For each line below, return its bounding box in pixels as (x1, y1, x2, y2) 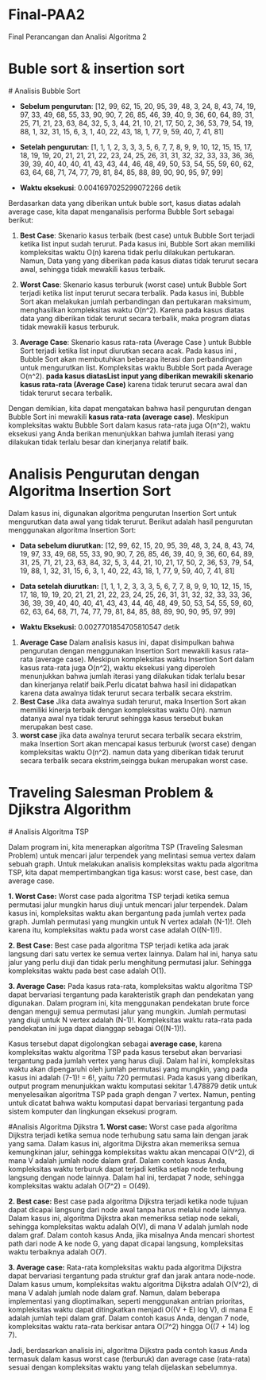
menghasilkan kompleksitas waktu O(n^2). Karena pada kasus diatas (19, 304, 245, 315)
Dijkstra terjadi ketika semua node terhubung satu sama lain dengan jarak (8, 1130, 249, 1140)
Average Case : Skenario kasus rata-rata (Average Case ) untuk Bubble (19, 337, 252, 347)
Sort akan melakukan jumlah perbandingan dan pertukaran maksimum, (19, 297, 252, 306)
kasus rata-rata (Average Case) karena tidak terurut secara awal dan (19, 379, 248, 389)
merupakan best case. (19, 722, 94, 731)
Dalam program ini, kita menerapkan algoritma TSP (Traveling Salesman (8, 842, 244, 851)
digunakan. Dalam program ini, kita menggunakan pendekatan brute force (8, 998, 250, 1007)
